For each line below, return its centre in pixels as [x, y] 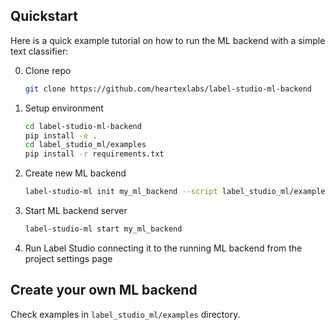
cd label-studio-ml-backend [83, 126]
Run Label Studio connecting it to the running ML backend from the [163, 248]
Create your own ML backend [104, 290]
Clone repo [48, 70]
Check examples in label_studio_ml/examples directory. [125, 314]
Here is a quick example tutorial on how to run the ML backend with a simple [168, 40]
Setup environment [64, 108]
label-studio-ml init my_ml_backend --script [121, 192]
